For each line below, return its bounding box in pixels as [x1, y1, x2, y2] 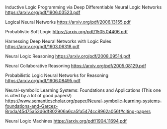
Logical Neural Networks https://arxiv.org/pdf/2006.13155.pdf [5, 19, 131, 25]
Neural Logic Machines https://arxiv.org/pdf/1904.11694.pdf [5, 118, 127, 124]
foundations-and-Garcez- [5, 103, 58, 109]
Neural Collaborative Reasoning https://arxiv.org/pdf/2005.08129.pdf [5, 63, 147, 68]
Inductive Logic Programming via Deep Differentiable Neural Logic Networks [5, 4, 162, 10]
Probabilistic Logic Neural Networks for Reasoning [5, 72, 108, 78]
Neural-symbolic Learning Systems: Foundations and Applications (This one [5, 87, 161, 93]
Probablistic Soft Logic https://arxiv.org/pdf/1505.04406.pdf [5, 29, 128, 34]
